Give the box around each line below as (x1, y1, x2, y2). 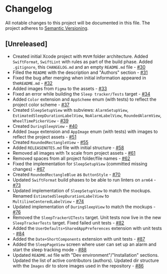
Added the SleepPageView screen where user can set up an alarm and (12, 241, 156, 247)
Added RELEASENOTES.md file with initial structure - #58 (12, 145, 125, 151)
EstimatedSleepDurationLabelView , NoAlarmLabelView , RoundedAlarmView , (12, 112, 161, 118)
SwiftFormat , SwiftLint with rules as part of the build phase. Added (12, 59, 153, 65)
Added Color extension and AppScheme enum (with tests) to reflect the (12, 96, 156, 102)
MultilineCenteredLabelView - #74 (12, 198, 84, 204)
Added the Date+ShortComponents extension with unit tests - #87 (12, 236, 145, 242)
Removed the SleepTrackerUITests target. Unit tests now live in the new (12, 214, 161, 220)
